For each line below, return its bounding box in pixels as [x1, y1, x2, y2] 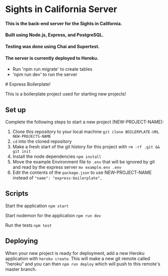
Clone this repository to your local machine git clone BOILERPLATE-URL [12, 128, 159, 134]
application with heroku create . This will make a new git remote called [5, 255, 150, 261]
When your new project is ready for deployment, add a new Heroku [5, 250, 145, 256]
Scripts [5, 190, 29, 198]
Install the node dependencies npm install [12, 153, 102, 159]
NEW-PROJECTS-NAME [12, 134, 51, 139]
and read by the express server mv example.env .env [12, 164, 122, 170]
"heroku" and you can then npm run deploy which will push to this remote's [5, 260, 160, 267]
